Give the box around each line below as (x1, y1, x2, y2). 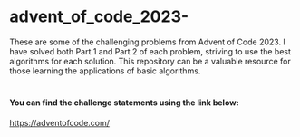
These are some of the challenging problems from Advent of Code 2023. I (9, 36, 285, 47)
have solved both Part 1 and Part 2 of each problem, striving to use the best (9, 45, 292, 56)
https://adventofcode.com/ (9, 117, 111, 128)
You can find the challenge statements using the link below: (9, 97, 239, 108)
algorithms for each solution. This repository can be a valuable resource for (9, 55, 292, 66)
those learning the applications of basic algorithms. (9, 65, 201, 76)
